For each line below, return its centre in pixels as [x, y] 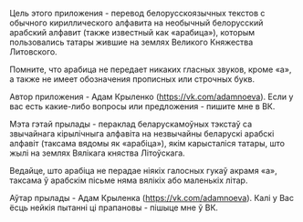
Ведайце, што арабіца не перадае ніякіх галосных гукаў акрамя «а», [144, 171]
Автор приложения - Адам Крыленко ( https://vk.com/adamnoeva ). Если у [151, 96]
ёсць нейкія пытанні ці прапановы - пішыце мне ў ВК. [114, 207]
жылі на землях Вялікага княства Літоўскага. [97, 153]
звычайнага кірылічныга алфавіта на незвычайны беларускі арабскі [142, 134]
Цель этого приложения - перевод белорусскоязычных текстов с [137, 13]
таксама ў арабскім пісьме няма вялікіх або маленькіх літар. [129, 180]
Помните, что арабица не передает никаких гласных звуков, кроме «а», [151, 69]
